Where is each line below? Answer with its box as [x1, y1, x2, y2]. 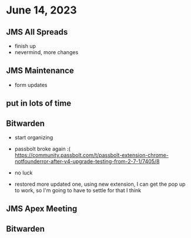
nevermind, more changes [14, 49, 79, 56]
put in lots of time [6, 98, 72, 109]
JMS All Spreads [6, 27, 68, 37]
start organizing [14, 134, 53, 141]
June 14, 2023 [6, 4, 77, 17]
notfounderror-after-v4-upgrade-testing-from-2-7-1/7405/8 [14, 158, 160, 165]
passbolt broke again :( [14, 145, 71, 153]
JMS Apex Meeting [6, 204, 78, 214]
